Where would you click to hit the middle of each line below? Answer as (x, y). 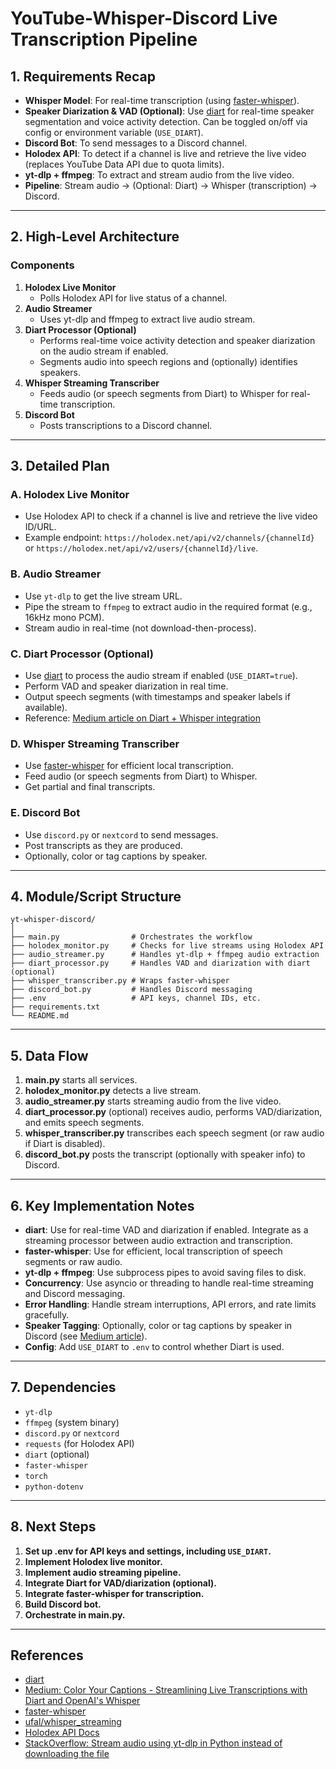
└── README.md (40, 1016)
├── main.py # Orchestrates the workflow (131, 937)
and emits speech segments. (84, 1123)
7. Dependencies (63, 1387)
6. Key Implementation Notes (102, 1205)
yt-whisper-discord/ (53, 920)
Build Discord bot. (63, 1604)
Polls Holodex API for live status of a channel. (133, 298)
